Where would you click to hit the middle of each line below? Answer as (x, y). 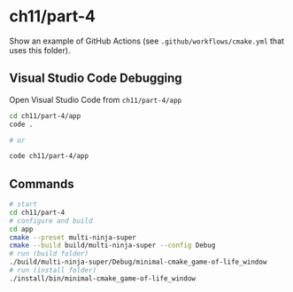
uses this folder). (40, 50)
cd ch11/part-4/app (45, 116)
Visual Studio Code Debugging (96, 79)
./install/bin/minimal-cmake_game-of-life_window (103, 278)
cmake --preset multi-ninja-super (73, 237)
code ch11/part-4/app (49, 156)
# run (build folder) (49, 254)
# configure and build (51, 221)
